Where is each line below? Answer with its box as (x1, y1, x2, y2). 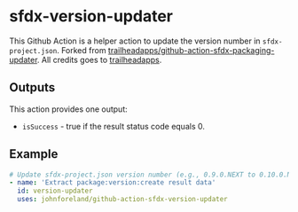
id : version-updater (17, 186, 93, 196)
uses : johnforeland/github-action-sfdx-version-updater (17, 195, 228, 204)
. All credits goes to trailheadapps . (36, 54, 162, 65)
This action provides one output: (9, 104, 129, 114)
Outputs (9, 80, 56, 95)
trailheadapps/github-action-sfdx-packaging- (107, 44, 275, 55)
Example (9, 146, 59, 161)
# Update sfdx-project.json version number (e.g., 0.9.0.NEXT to (9, 170, 255, 179)
